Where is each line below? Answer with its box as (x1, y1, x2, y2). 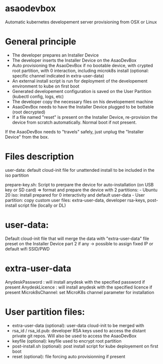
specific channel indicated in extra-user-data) (12, 73, 105, 78)
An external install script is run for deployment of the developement (12, 78, 147, 84)
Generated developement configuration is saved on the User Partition (12, 88, 152, 94)
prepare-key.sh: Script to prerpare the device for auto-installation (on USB (5, 182, 154, 187)
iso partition (5, 172, 29, 178)
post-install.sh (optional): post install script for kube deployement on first (12, 343, 159, 349)
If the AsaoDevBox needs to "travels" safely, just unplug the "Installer (5, 128, 144, 134)
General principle (5, 36, 76, 47)
